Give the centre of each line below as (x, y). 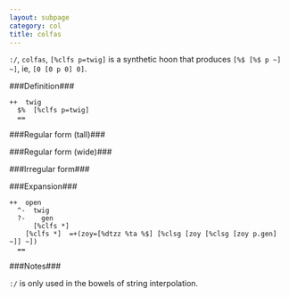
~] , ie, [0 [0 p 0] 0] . (48, 69)
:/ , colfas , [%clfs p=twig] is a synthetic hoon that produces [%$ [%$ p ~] (145, 60)
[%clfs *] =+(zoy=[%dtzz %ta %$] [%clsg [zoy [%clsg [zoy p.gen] (151, 234)
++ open (25, 203)
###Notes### (35, 266)
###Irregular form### (50, 169)
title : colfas (36, 34)
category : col (36, 26)
